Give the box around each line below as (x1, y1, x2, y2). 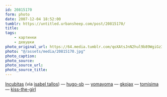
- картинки (14, 35, 37, 40)
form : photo (5, 12, 30, 17)
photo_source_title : (5, 68, 48, 73)
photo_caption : (5, 53, 37, 59)
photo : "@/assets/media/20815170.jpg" (5, 49, 85, 54)
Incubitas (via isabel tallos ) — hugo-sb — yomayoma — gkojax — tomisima (5, 81, 159, 87)
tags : (5, 30, 16, 35)
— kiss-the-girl (5, 87, 36, 92)
